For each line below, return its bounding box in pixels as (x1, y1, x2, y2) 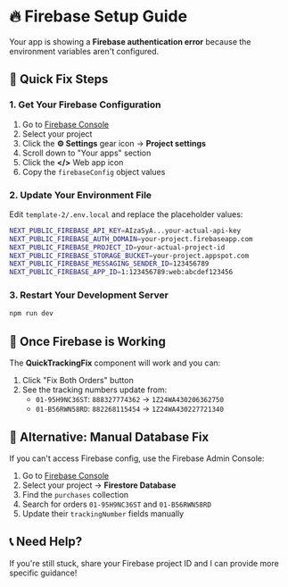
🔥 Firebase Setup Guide (9, 6, 188, 27)
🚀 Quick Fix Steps (9, 71, 109, 87)
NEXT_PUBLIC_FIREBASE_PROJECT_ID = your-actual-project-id (9, 243, 226, 252)
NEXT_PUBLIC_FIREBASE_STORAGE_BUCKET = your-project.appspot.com (9, 251, 250, 260)
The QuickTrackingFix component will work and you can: (9, 357, 221, 368)
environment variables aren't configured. (9, 46, 160, 56)
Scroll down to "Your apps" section (21, 147, 152, 158)
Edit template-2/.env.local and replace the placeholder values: (9, 208, 243, 220)
